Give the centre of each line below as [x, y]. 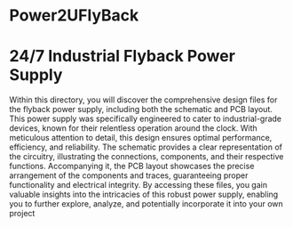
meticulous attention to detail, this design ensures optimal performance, [141, 138]
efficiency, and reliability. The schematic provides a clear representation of [146, 147]
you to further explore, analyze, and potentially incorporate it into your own [146, 204]
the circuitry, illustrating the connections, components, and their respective [146, 157]
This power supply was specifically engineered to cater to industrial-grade [146, 119]
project [22, 214]
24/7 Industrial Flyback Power [122, 57]
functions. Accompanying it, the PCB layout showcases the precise [132, 166]
